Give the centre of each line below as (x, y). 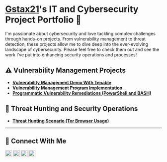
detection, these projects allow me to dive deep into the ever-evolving (77, 44)
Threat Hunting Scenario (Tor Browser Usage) (61, 121)
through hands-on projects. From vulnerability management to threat (75, 39)
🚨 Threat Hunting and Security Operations (72, 109)
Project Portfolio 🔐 (43, 20)
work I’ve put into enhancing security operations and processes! (71, 55)
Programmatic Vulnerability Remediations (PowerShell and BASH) (82, 93)
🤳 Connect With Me (36, 141)
